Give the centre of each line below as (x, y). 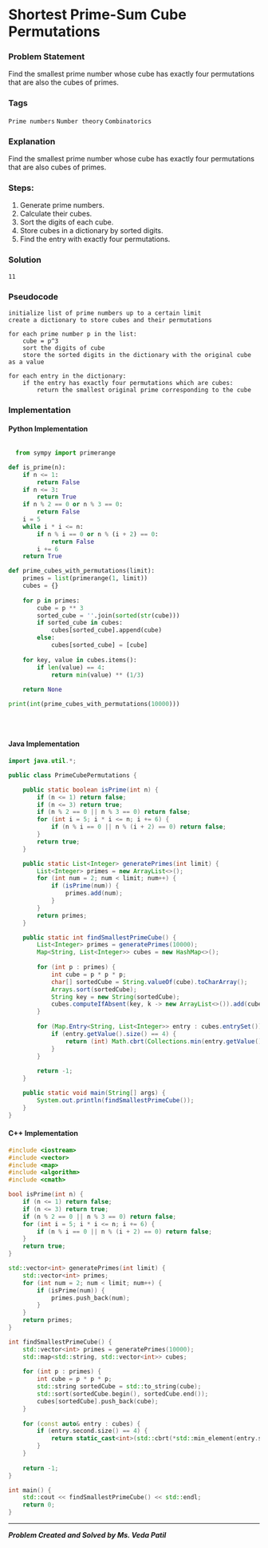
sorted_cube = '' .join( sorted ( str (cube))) (108, 615)
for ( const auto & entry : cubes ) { (82, 1423)
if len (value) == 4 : (71, 667)
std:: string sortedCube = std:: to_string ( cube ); (119, 1387)
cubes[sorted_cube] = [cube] (99, 645)
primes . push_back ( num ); (90, 1298)
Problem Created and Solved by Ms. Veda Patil (87, 1535)
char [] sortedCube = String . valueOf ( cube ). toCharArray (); (149, 982)
